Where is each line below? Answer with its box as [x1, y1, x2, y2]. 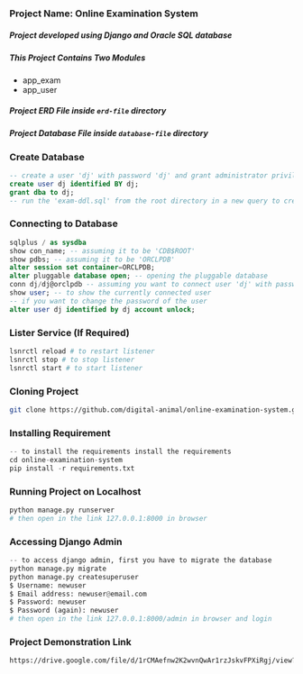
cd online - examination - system [9, 455, 124, 464]
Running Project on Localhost [9, 485, 142, 497]
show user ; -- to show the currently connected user [9, 288, 212, 297]
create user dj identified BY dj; [9, 179, 140, 188]
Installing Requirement [9, 426, 111, 439]
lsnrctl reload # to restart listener [9, 346, 155, 356]
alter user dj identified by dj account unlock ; [9, 305, 196, 314]
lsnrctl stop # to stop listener [9, 355, 135, 364]
